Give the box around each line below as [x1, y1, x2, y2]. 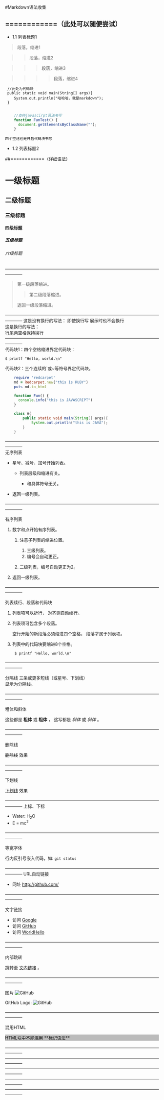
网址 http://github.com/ [12, 881, 59, 887]
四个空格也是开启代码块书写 [5, 136, 53, 141]
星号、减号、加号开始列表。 [12, 460, 68, 466]
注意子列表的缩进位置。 [19, 537, 67, 543]
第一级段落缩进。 [17, 281, 52, 287]
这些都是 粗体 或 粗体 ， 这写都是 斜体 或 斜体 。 [5, 716, 102, 722]
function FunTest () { [14, 117, 58, 123]
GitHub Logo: [5, 1000, 32, 1006]
